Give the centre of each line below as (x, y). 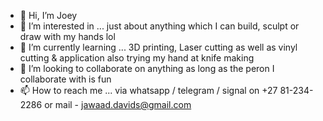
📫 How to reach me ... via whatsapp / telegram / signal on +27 (148, 90)
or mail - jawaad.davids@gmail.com (118, 104)
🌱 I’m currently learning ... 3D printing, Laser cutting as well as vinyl (158, 47)
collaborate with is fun (65, 79)
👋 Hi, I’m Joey (48, 15)
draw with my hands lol (67, 36)
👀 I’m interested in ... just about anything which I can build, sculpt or (159, 26)
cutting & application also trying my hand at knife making (137, 58)
